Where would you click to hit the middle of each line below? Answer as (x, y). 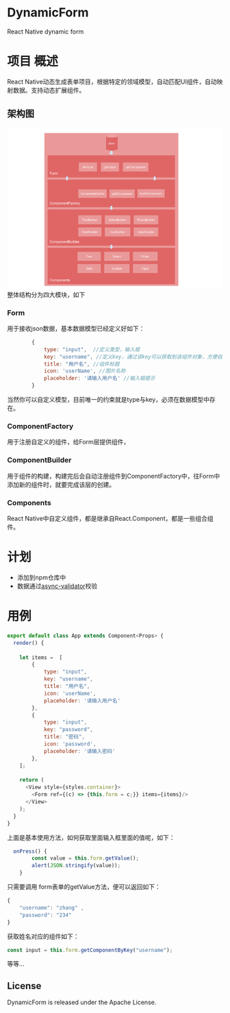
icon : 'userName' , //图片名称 (85, 371)
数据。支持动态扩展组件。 (49, 90)
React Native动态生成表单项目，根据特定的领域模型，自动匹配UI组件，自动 (112, 81)
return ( (32, 780)
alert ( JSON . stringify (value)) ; (76, 866)
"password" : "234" (46, 915)
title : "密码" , (64, 737)
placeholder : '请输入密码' (79, 751)
